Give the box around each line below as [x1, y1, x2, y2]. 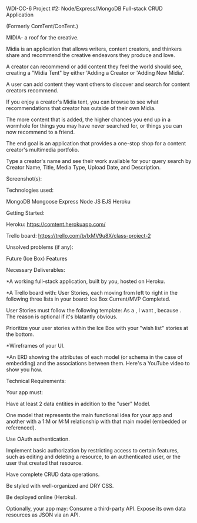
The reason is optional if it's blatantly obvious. [6, 313, 118, 320]
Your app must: [6, 389, 43, 396]
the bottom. [6, 331, 34, 338]
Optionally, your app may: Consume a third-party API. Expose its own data [6, 505, 186, 512]
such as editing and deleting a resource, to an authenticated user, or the [6, 453, 181, 460]
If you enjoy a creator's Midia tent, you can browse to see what [6, 98, 159, 105]
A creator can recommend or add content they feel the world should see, [6, 63, 183, 70]
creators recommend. [6, 87, 59, 94]
